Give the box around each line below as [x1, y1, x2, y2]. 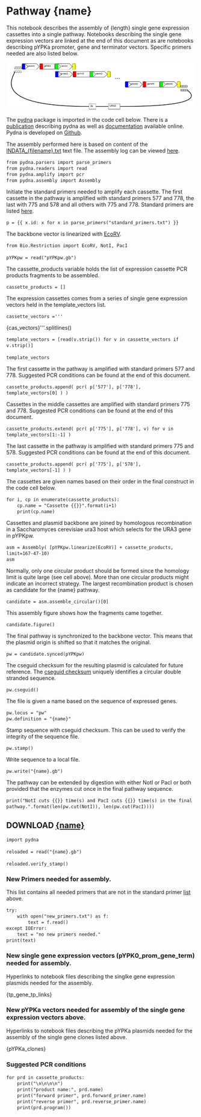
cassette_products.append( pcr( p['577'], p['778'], [6, 384, 141, 390]
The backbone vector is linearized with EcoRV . [6, 230, 122, 238]
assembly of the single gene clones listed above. [6, 1033, 128, 1040]
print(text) [6, 937, 36, 944]
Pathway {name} [6, 4, 92, 18]
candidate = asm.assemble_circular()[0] [6, 599, 110, 605]
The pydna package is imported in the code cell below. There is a [6, 116, 169, 124]
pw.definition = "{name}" [6, 716, 71, 722]
